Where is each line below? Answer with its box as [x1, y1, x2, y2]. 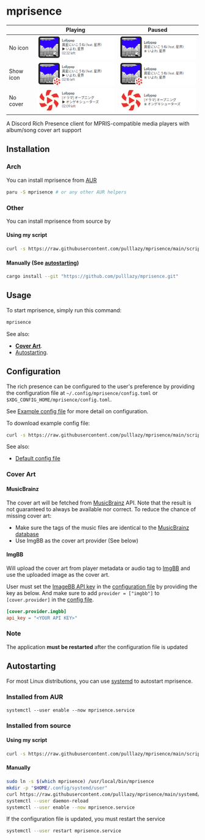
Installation [6, 144, 50, 154]
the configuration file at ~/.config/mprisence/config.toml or [6, 389, 158, 396]
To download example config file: [6, 419, 90, 427]
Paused [148, 26, 168, 34]
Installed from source [6, 721, 71, 730]
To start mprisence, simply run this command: [6, 306, 122, 313]
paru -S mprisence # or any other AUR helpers [6, 189, 127, 195]
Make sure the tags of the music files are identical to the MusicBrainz [15, 523, 189, 531]
